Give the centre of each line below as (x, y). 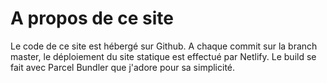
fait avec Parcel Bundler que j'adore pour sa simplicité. (123, 67)
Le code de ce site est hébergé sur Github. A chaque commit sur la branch (164, 46)
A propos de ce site (92, 18)
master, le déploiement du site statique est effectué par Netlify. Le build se (163, 56)
